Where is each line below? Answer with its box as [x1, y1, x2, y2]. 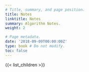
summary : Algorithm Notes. [5, 21, 61, 26]
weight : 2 [5, 26, 26, 31]
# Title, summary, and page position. [5, 7, 85, 12]
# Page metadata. [5, 35, 41, 39]
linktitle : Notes [5, 16, 41, 21]
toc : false [5, 48, 28, 53]
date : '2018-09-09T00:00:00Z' [5, 39, 68, 44]
